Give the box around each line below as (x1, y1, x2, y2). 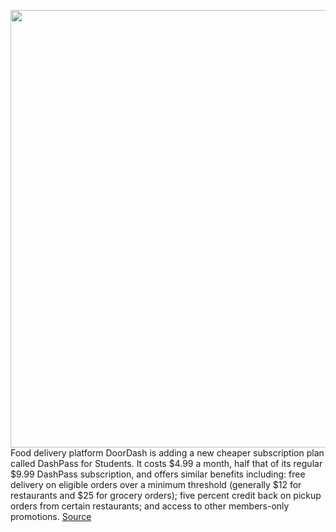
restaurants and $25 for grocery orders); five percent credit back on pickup (10, 490, 322, 501)
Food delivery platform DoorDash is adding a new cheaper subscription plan (10, 447, 325, 459)
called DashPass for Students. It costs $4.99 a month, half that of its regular (10, 458, 323, 469)
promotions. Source (10, 511, 92, 522)
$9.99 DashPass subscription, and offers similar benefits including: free (10, 468, 306, 480)
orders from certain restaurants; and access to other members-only (10, 500, 290, 512)
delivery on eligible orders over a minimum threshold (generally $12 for (10, 479, 302, 490)
